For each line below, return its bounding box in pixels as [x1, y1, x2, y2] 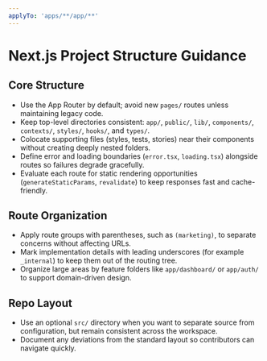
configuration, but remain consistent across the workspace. [19, 326, 219, 336]
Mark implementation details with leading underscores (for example [19, 247, 244, 257]
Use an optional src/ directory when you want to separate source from [19, 317, 255, 327]
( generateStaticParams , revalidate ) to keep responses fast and [19, 176, 230, 186]
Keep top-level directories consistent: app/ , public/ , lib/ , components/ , [19, 117, 255, 127]
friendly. [19, 185, 48, 195]
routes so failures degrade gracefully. [19, 160, 145, 169]
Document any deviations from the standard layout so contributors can [19, 335, 255, 345]
